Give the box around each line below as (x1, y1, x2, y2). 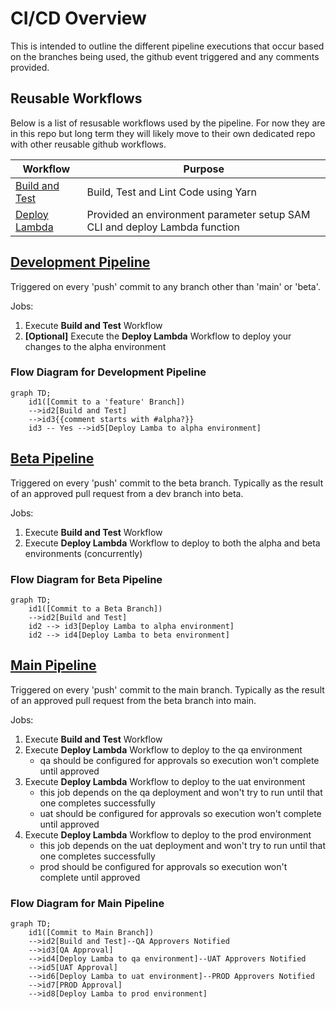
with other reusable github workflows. (10, 138, 167, 150)
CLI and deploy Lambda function (86, 220, 240, 234)
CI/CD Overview (10, 7, 147, 30)
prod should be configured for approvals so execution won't (39, 860, 288, 872)
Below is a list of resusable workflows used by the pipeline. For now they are (10, 117, 326, 129)
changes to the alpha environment (24, 340, 167, 352)
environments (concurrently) (24, 547, 143, 559)
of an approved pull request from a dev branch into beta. (10, 487, 244, 499)
